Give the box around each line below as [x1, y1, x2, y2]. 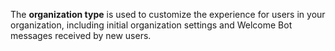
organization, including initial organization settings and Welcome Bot [10, 19, 293, 31]
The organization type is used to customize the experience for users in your [10, 9, 326, 20]
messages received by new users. [10, 30, 152, 41]
